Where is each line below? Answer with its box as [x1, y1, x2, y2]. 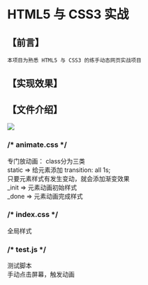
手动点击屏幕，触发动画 [7, 270, 75, 279]
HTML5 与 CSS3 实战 [7, 6, 129, 22]
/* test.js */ [7, 244, 47, 254]
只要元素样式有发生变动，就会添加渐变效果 [7, 174, 130, 183]
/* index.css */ [7, 210, 58, 220]
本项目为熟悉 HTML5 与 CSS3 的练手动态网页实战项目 [7, 57, 142, 64]
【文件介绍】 [7, 103, 63, 116]
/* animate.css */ [7, 140, 68, 150]
